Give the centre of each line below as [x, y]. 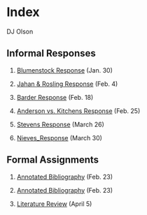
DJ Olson [20, 31]
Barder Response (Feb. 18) [55, 97]
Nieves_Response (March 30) [59, 138]
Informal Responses [51, 53]
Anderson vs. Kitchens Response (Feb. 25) [78, 111]
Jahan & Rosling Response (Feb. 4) [67, 84]
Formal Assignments [53, 160]
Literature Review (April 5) [54, 204]
